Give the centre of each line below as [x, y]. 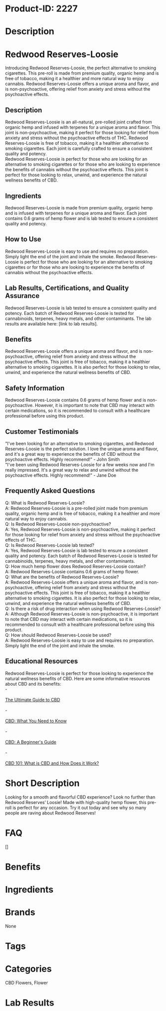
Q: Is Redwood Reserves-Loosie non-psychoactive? [58, 524]
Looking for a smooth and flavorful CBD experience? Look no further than [80, 797]
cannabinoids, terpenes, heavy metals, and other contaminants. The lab [79, 318]
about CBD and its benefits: [33, 684]
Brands [20, 912]
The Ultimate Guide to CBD [33, 700]
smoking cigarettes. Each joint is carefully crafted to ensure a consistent [79, 149]
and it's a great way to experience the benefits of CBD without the [73, 454]
